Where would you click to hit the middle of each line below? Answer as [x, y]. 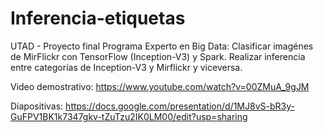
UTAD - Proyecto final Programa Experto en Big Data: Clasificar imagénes [162, 46]
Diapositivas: [37, 106]
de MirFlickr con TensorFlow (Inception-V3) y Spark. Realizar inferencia [158, 56]
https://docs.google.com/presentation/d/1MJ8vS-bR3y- [180, 106]
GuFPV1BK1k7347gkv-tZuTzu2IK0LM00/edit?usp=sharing [129, 116]
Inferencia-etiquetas [98, 18]
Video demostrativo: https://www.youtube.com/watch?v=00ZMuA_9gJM [160, 86]
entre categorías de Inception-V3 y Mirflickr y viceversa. [126, 67]
